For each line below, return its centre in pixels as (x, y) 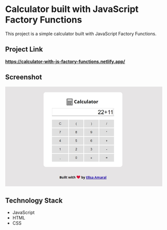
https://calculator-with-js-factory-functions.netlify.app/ (65, 61)
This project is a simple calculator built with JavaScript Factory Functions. (81, 33)
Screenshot (24, 77)
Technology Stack (34, 200)
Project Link (24, 49)
